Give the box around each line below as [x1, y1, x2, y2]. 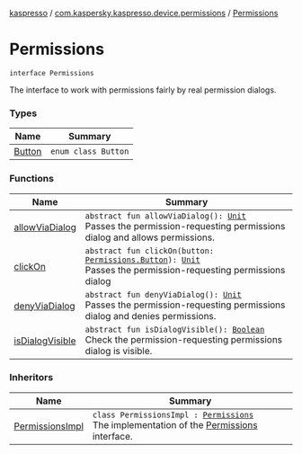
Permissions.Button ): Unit [84, 254, 200, 264]
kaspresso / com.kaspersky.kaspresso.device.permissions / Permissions [9, 8, 279, 18]
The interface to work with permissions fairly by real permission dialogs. [9, 85, 277, 95]
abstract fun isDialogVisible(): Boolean [84, 324, 265, 334]
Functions [9, 173, 54, 185]
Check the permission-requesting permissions [84, 333, 283, 345]
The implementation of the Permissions [92, 418, 258, 431]
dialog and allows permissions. [84, 231, 216, 244]
